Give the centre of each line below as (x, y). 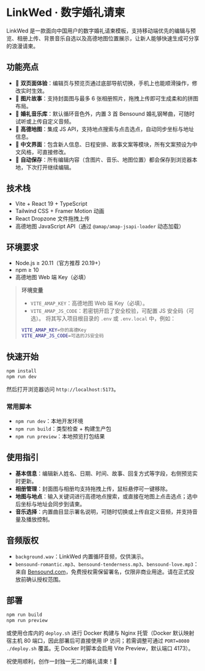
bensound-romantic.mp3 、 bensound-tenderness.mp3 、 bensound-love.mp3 (104, 564)
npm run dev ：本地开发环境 (49, 421)
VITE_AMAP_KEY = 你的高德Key (54, 330)
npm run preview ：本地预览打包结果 (60, 436)
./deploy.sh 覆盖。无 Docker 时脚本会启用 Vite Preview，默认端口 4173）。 (100, 648)
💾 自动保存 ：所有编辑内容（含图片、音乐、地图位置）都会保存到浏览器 (103, 159)
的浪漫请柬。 (22, 46)
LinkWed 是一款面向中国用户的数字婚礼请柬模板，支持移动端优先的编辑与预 (101, 31)
